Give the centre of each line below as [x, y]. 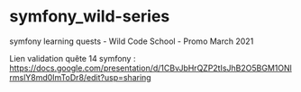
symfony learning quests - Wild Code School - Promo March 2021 [132, 41]
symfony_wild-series [90, 17]
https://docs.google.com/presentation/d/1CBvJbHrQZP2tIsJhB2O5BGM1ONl [151, 68]
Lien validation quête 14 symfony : [73, 58]
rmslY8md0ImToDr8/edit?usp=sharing [80, 77]
